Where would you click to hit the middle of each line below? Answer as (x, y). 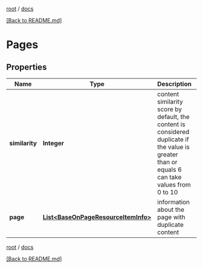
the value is (173, 147)
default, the (173, 117)
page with (171, 217)
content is (171, 124)
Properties (27, 67)
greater (167, 155)
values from (174, 185)
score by (169, 109)
